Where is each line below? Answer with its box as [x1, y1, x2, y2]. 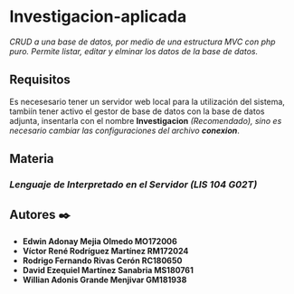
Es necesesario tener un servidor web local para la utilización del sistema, [9, 96, 285, 107]
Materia [9, 151, 54, 166]
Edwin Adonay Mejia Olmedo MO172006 [22, 235, 178, 246]
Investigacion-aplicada [9, 6, 187, 27]
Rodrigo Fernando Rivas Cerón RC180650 [22, 255, 183, 266]
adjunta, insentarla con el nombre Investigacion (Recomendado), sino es [9, 115, 282, 126]
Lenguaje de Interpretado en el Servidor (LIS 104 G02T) [9, 178, 258, 191]
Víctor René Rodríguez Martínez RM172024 [22, 245, 189, 256]
